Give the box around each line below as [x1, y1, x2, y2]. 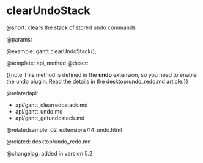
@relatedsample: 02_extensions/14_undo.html [6, 126, 122, 133]
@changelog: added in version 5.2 [6, 150, 93, 157]
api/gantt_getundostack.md [15, 114, 85, 121]
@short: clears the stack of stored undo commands [6, 24, 136, 31]
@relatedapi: [6, 89, 39, 96]
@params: [6, 35, 32, 43]
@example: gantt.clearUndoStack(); [6, 47, 97, 55]
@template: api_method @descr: [6, 59, 89, 67]
